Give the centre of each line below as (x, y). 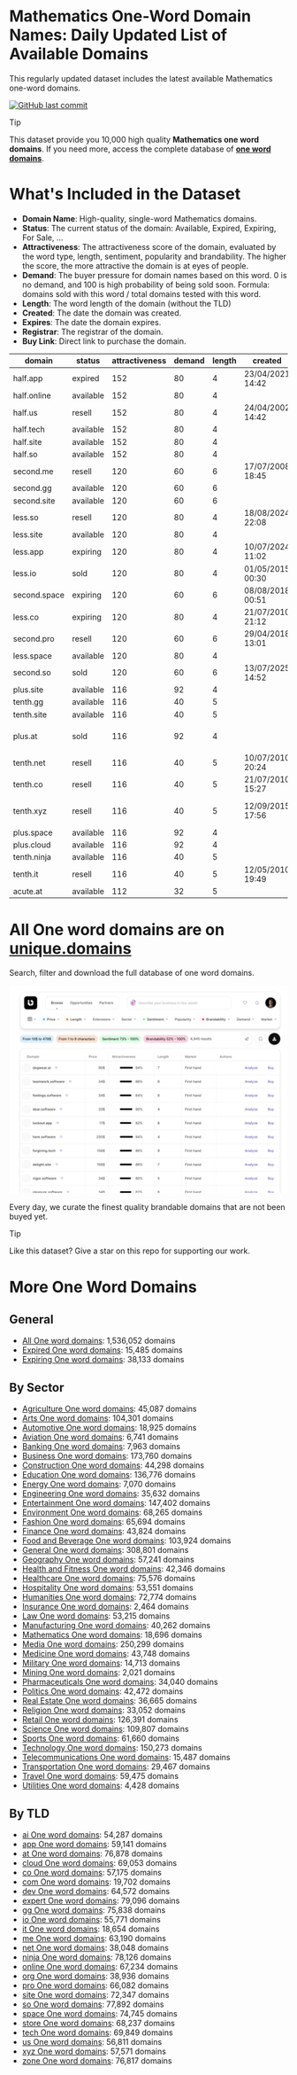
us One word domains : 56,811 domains (92, 2041)
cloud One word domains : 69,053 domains (99, 1862)
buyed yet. (29, 1217)
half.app (28, 378)
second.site (34, 500)
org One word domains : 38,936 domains (95, 1976)
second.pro (34, 638)
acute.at (27, 891)
